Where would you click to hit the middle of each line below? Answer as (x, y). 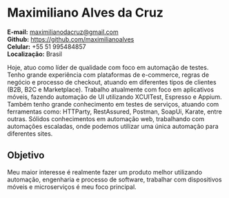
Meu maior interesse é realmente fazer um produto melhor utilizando (104, 172)
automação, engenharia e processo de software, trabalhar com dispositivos (114, 179)
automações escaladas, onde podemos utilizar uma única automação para (113, 126)
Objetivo (26, 155)
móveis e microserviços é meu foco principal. (72, 187)
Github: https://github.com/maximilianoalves (71, 39)
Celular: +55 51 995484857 (47, 46)
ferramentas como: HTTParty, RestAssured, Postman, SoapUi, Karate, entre (114, 111)
